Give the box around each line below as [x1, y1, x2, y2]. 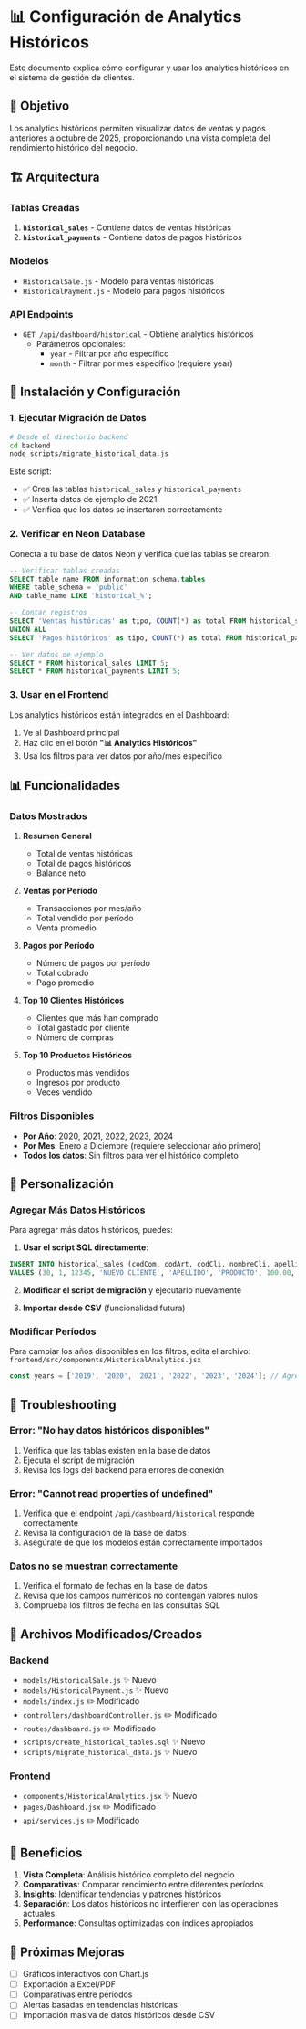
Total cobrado [36, 968, 89, 979]
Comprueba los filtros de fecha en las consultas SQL [22, 1600, 221, 1611]
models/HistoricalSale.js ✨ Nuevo [22, 1675, 157, 1686]
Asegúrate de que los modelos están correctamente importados [22, 1537, 263, 1548]
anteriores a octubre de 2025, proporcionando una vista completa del [9, 132, 270, 143]
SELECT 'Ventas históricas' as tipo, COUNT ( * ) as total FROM [9, 616, 247, 626]
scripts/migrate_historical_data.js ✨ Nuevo [22, 1747, 198, 1758]
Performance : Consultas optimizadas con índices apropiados [22, 1918, 254, 1929]
